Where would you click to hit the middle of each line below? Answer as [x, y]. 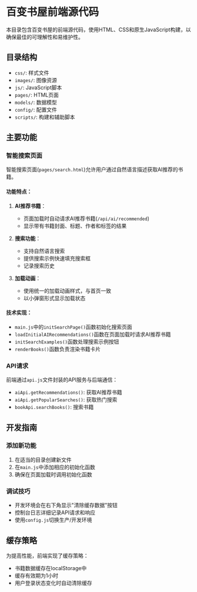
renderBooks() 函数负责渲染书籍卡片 [58, 349]
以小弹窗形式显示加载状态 [54, 298]
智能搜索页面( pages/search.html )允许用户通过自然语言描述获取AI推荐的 [92, 169]
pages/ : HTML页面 [36, 94]
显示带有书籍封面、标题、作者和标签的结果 [75, 225]
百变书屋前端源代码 [53, 12]
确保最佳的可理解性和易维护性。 [45, 37]
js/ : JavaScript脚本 [38, 87]
